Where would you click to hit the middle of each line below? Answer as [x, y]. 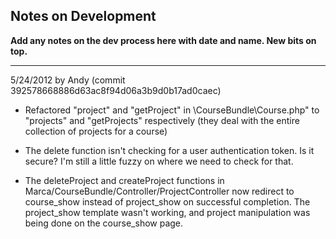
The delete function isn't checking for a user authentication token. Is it [169, 150]
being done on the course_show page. [104, 223]
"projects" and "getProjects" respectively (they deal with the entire [162, 120]
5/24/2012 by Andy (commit [68, 80]
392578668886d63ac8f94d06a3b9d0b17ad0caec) [116, 90]
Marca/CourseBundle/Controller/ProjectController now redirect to [159, 191]
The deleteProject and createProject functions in [124, 180]
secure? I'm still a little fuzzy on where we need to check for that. [159, 161]
